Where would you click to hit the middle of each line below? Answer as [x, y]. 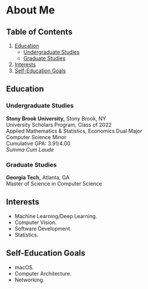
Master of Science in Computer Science [54, 183]
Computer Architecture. [43, 273]
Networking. [30, 280]
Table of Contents [39, 32]
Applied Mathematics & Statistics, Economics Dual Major [74, 131]
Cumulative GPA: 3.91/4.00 [38, 143]
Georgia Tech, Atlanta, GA [38, 177]
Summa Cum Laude [30, 149]
